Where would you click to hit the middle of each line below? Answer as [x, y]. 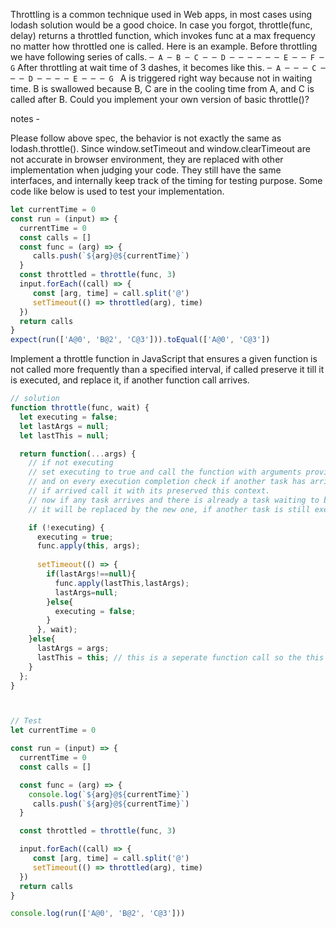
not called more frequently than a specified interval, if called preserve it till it [167, 370]
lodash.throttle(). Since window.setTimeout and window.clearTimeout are [160, 148]
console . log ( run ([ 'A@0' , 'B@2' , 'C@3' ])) [98, 914]
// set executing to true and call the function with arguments [165, 472]
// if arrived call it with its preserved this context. [149, 491]
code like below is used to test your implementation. [117, 191]
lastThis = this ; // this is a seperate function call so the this [180, 657]
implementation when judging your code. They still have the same [146, 170]
